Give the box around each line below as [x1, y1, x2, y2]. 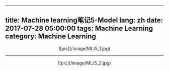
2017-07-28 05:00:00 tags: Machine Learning [5, 24, 153, 33]
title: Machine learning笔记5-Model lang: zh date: [5, 16, 163, 25]
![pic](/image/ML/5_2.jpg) [57, 60, 112, 66]
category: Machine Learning [5, 32, 97, 41]
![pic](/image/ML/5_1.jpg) [58, 45, 111, 51]
